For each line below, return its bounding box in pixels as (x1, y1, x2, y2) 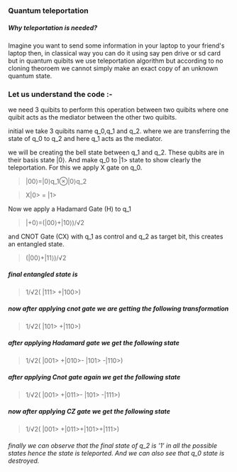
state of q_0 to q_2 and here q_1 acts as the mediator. (8, 135, 162, 143)
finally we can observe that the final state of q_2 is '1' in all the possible (8, 441, 217, 450)
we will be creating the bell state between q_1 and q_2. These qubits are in (8, 148, 225, 157)
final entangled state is (8, 270, 78, 278)
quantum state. (8, 71, 53, 80)
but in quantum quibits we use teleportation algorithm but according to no (8, 56, 224, 65)
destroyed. (8, 456, 40, 465)
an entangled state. (8, 240, 65, 248)
